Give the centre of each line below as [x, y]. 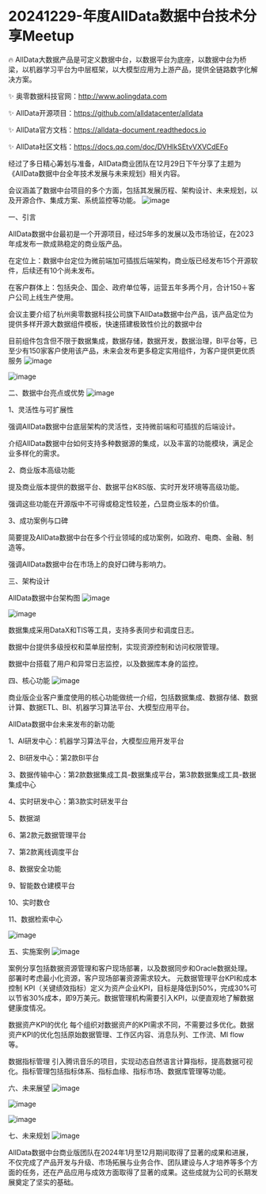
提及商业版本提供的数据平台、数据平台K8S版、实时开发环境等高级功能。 [126, 486]
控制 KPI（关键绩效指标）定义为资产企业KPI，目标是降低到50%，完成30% [129, 988]
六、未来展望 [29, 1088]
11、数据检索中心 [36, 919]
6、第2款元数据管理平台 [47, 835]
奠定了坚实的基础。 [46, 1182]
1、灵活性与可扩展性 [41, 410]
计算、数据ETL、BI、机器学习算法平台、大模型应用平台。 [101, 707]
